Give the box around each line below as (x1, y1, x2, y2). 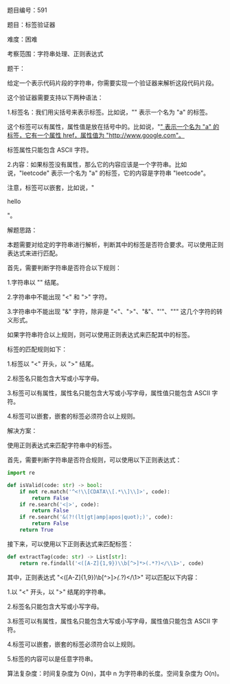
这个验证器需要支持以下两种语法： (7, 93, 104, 102)
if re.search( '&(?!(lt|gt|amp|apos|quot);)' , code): (19, 514, 174, 521)
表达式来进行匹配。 (7, 249, 62, 257)
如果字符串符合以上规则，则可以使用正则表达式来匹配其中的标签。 (7, 331, 194, 338)
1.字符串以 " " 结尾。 (7, 279, 63, 286)
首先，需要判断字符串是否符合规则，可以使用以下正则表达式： (7, 456, 182, 464)
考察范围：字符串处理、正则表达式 (7, 50, 104, 58)
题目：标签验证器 (7, 21, 56, 29)
